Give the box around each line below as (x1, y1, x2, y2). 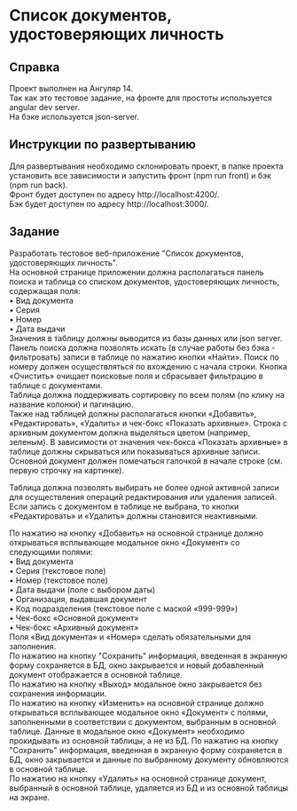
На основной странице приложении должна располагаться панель (9, 266, 264, 277)
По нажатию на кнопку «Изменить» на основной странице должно (9, 697, 264, 708)
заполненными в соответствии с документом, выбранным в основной (9, 716, 277, 727)
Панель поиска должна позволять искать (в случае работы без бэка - (9, 342, 276, 353)
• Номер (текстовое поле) (9, 575, 108, 585)
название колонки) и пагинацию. (9, 399, 135, 409)
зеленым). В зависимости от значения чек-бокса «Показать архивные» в (9, 436, 288, 447)
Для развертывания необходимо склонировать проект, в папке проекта (9, 161, 284, 171)
